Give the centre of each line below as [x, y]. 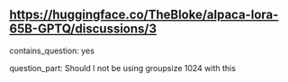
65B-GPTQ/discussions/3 [83, 29]
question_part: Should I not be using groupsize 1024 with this [123, 68]
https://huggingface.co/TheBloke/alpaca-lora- [144, 15]
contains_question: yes [52, 50]
